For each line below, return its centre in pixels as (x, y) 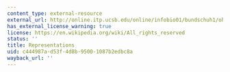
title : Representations (41, 45)
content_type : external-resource (55, 13)
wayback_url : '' (30, 58)
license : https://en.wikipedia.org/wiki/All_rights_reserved (96, 33)
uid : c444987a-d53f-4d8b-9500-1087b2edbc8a (70, 52)
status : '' (23, 39)
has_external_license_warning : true (59, 26)
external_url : (27, 20)
